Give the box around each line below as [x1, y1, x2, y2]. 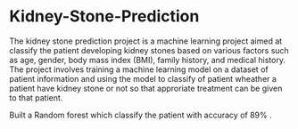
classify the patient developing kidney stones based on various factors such [9, 44, 290, 55]
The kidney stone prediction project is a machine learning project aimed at [9, 36, 283, 46]
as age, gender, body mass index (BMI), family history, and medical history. [9, 54, 286, 65]
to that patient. [9, 92, 63, 103]
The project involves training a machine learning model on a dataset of [9, 64, 269, 75]
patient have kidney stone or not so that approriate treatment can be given [9, 83, 283, 93]
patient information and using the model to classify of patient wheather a [9, 73, 277, 84]
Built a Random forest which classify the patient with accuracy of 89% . [9, 109, 272, 120]
